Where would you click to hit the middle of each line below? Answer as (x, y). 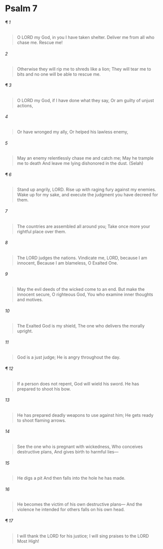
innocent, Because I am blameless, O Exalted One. (67, 263)
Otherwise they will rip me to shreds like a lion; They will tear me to (84, 69)
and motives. (30, 300)
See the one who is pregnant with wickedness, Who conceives (80, 447)
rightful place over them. (42, 231)
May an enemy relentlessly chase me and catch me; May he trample (85, 158)
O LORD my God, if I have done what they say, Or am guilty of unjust (85, 100)
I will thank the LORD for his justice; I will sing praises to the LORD (83, 536)
